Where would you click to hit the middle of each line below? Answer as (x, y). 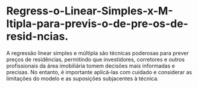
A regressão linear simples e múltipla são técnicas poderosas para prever (97, 53)
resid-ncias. (37, 37)
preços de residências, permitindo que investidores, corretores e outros (96, 59)
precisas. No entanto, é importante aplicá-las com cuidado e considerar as (99, 72)
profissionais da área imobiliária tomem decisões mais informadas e (91, 66)
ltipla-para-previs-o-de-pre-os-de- (97, 24)
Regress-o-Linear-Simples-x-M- (90, 11)
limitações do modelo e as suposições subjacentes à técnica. (82, 78)
